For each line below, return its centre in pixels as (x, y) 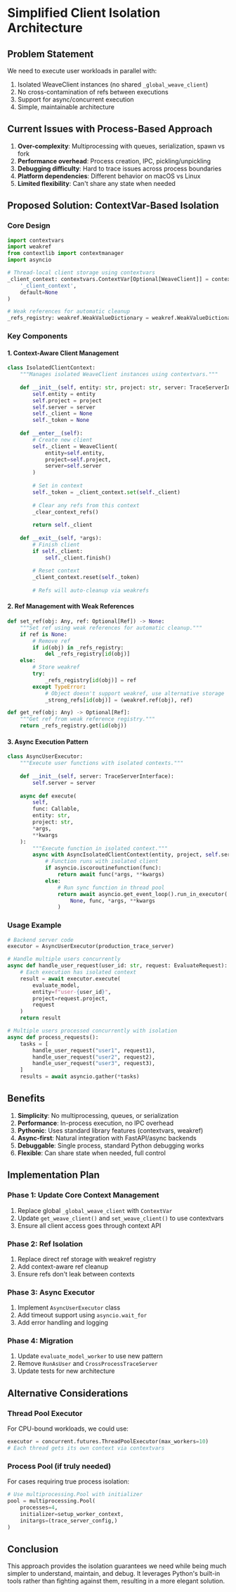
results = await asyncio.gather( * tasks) (80, 1077)
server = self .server (73, 466)
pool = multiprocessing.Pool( (52, 1501)
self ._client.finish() (78, 558)
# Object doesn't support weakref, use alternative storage (135, 693)
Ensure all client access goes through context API (89, 1225)
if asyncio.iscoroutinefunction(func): (103, 868)
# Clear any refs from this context (86, 505)
